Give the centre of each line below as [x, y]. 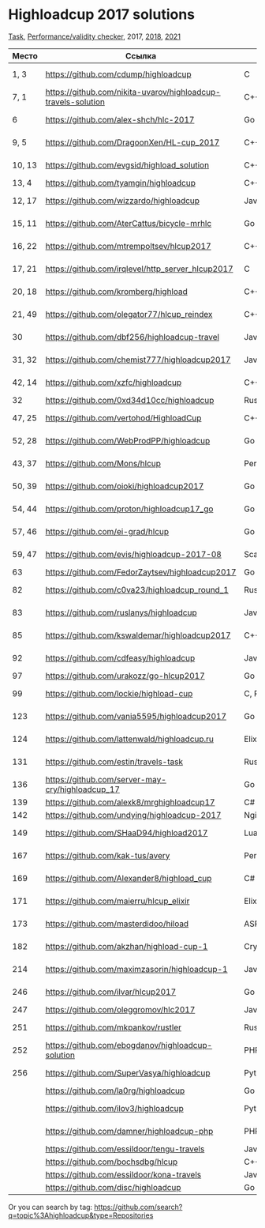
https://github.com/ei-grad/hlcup [107, 531]
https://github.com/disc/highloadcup [113, 1187]
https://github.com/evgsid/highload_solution [127, 165]
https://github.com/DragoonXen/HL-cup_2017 [132, 142]
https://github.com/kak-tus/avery [108, 855]
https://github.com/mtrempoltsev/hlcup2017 [128, 246]
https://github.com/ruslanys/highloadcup [121, 612]
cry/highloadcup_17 [83, 789]
